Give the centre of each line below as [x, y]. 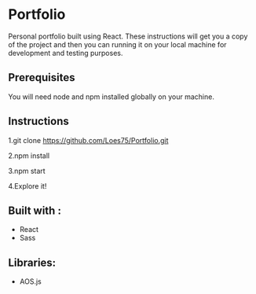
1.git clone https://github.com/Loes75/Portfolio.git [88, 140]
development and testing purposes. [66, 53]
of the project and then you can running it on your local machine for [117, 44]
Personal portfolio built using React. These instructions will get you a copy [128, 36]
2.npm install [29, 156]
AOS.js [30, 281]
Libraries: [32, 262]
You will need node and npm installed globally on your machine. [111, 97]
